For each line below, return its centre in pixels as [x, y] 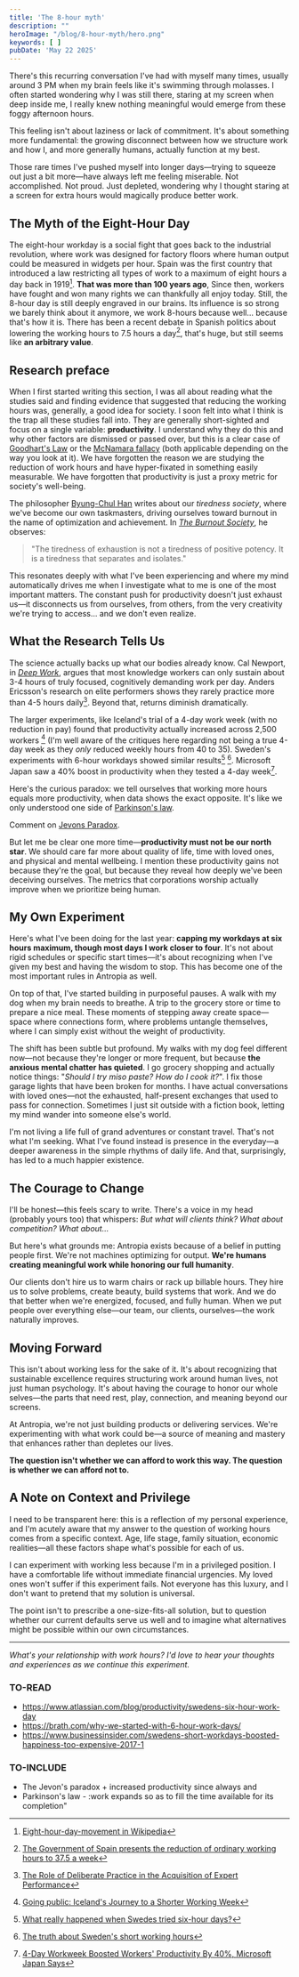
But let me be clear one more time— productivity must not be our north [141, 842]
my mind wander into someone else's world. [90, 1115]
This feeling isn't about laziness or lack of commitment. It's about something [149, 131]
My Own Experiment [67, 917]
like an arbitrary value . [51, 343]
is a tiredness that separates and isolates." [109, 559]
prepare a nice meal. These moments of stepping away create [123, 1013]
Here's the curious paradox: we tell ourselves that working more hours [138, 788]
